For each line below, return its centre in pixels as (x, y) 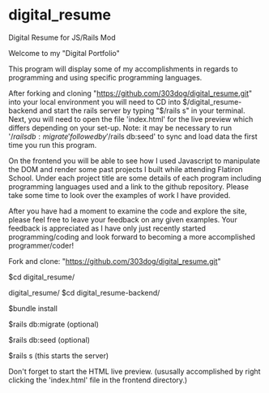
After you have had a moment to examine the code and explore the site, (128, 211)
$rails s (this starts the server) (59, 356)
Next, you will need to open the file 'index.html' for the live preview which (131, 119)
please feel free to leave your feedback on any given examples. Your (123, 219)
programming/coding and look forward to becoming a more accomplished (132, 236)
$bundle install (33, 308)
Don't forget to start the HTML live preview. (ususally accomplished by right (134, 371)
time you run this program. (53, 145)
